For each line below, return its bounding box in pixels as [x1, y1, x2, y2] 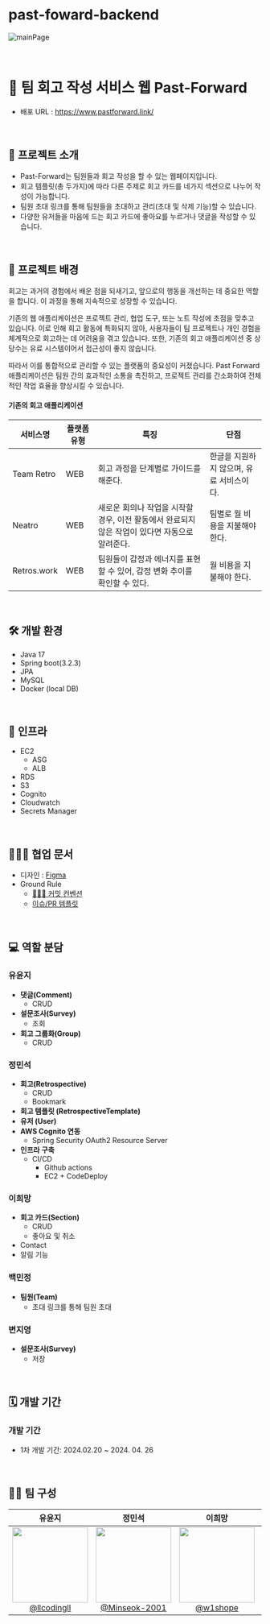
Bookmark [31, 1097, 67, 1107]
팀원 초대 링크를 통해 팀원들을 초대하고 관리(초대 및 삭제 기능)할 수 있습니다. [19, 201, 257, 211]
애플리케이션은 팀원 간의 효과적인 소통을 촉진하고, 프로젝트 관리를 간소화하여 [8, 371, 247, 380]
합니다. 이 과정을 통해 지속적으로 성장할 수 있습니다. [16, 296, 178, 305]
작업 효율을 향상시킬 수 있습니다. [22, 380, 125, 390]
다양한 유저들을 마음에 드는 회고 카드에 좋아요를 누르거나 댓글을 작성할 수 [19, 211, 247, 221]
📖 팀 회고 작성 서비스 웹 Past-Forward [8, 79, 247, 97]
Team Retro [12, 468, 56, 479]
